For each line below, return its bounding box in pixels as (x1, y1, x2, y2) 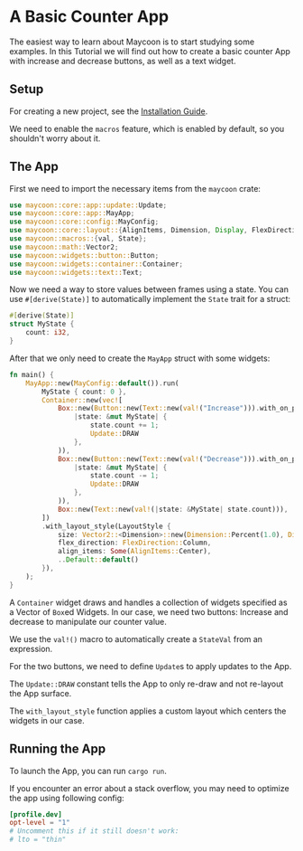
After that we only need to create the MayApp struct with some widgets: (9, 353, 271, 364)
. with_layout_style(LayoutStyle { (41, 522, 171, 531)
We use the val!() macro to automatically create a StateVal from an (9, 633, 263, 644)
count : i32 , (25, 328, 70, 337)
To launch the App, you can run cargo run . (9, 765, 167, 776)
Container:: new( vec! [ (41, 395, 124, 404)
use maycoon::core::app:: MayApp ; (9, 209, 135, 218)
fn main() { (9, 370, 54, 379)
